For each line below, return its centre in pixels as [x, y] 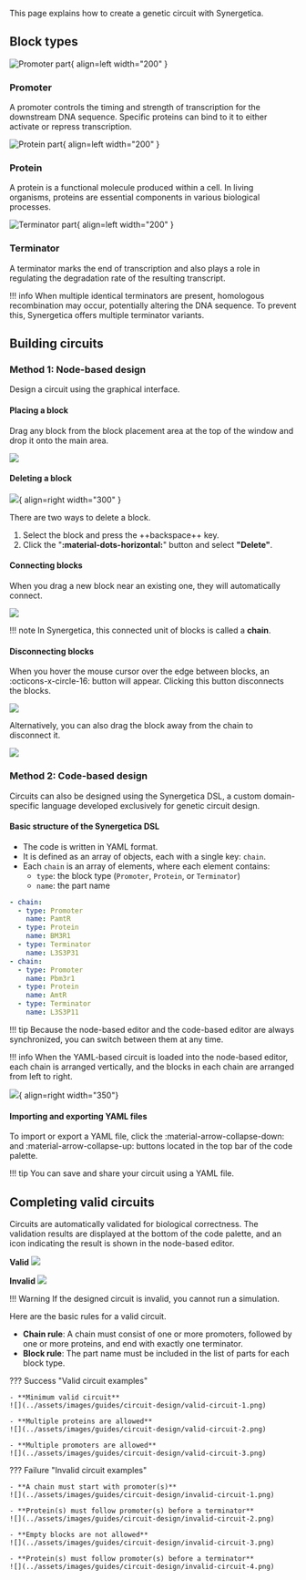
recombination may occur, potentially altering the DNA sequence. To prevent [153, 305]
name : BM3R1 [48, 936]
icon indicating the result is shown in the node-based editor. [122, 1243]
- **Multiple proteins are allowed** [81, 1421]
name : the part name [73, 885]
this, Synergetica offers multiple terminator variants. [107, 315]
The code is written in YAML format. [90, 846]
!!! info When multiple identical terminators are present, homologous [137, 295]
